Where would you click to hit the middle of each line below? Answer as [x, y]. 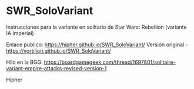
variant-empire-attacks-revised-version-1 [56, 68]
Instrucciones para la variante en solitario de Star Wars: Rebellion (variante [96, 27]
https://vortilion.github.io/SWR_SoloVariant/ [58, 50]
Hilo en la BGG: [24, 62]
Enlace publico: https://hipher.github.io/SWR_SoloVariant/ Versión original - [97, 44]
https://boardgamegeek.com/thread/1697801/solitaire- [110, 62]
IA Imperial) [20, 33]
